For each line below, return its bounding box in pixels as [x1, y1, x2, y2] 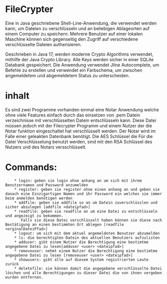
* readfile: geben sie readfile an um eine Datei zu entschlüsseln [14, 209, 157, 214]
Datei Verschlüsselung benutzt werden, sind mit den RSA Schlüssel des [5, 138, 152, 145]
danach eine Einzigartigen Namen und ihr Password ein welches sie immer [5, 191, 162, 196]
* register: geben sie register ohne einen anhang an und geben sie [14, 187, 160, 192]
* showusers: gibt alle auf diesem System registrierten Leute [14, 257, 149, 262]
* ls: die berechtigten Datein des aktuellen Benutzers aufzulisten [14, 235, 160, 240]
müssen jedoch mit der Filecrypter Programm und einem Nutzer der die [5, 122, 152, 128]
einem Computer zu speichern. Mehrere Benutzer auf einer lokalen [5, 31, 143, 37]
